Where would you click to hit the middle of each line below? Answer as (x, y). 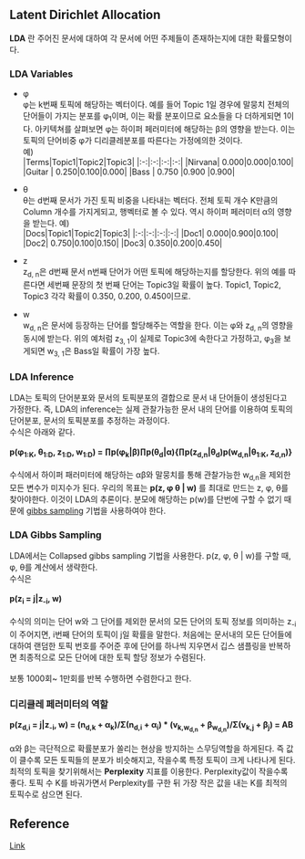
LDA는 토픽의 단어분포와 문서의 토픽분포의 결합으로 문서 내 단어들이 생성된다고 (148, 398)
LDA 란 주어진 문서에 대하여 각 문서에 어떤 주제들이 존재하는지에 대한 (131, 38)
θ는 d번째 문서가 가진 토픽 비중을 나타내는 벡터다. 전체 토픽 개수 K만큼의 (150, 200)
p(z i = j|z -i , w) (36, 600)
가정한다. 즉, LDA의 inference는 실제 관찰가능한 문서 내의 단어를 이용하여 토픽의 (151, 409)
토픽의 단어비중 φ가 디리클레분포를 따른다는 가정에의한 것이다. (132, 140)
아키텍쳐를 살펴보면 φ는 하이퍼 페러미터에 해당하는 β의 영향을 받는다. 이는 (165, 129)
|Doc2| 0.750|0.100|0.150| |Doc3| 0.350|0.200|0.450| (122, 243)
